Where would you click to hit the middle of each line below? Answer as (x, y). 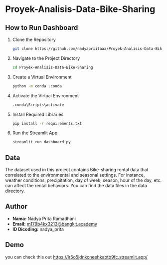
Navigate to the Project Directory (46, 58)
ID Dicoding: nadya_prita (38, 229)
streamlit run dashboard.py (41, 142)
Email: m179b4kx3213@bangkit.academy (55, 224)
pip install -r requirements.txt (47, 123)
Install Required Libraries (38, 114)
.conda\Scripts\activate (38, 105)
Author (16, 206)
